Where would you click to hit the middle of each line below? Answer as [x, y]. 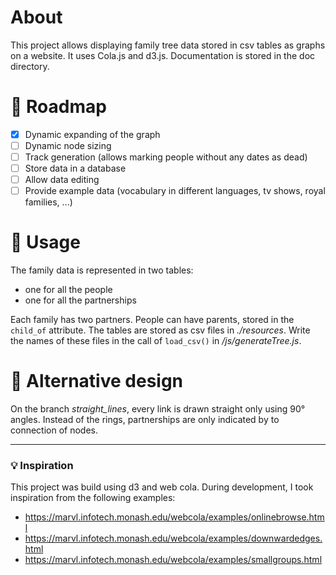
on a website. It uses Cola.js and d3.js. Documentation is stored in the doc [163, 55]
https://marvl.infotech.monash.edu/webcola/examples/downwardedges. [173, 538]
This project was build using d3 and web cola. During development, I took [162, 487]
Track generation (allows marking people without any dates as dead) [166, 157]
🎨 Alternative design [97, 381]
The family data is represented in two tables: [102, 270]
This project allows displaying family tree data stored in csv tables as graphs [168, 45]
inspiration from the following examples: [93, 498]
